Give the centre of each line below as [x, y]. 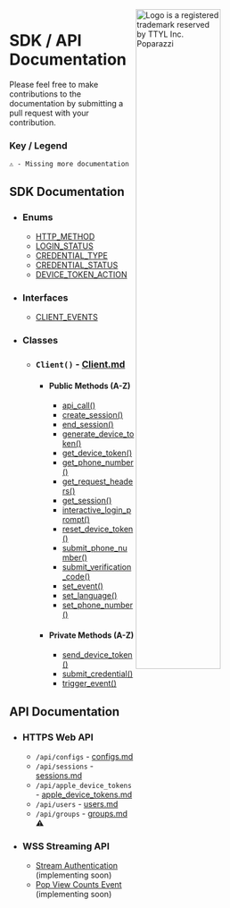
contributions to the [45, 94]
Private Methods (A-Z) [91, 635]
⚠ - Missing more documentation [69, 165]
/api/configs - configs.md [84, 757]
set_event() [83, 586]
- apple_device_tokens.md [84, 794]
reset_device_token [98, 529]
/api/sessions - [65, 766]
